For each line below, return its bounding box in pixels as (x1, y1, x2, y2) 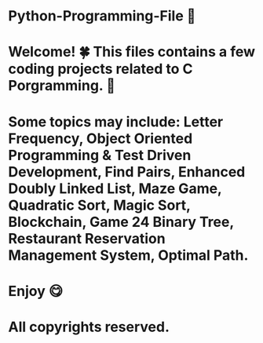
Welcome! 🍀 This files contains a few (8, 43, 256, 61)
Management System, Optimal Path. (8, 246, 249, 264)
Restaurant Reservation (8, 229, 166, 247)
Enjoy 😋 (8, 282, 64, 300)
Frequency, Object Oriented (8, 130, 193, 148)
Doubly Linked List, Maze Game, (8, 180, 222, 197)
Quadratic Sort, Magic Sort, (8, 196, 191, 214)
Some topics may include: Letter (8, 113, 224, 130)
